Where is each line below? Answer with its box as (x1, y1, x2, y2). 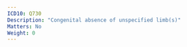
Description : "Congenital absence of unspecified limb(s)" (7, 17, 181, 23)
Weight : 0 (7, 29, 36, 37)
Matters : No (7, 23, 42, 30)
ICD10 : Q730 (7, 10, 42, 17)
